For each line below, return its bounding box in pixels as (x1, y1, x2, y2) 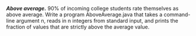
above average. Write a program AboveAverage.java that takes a (6, 11, 163, 18)
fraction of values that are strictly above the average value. (6, 23, 150, 30)
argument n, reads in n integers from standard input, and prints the (16, 17, 178, 24)
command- (163, 11, 191, 18)
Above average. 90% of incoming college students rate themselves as (6, 5, 179, 12)
